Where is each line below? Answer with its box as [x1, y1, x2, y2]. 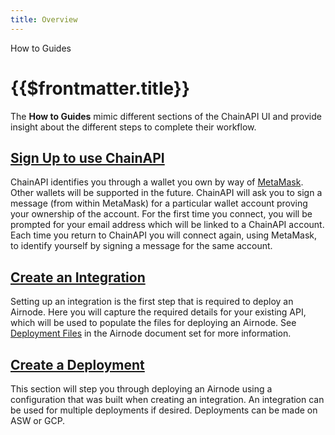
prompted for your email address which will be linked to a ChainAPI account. [10, 219, 325, 231]
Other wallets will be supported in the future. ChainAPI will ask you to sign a [10, 187, 323, 199]
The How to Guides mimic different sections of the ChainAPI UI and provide [10, 110, 322, 122]
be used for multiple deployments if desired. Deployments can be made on [10, 404, 318, 416]
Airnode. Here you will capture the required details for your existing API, [10, 306, 307, 318]
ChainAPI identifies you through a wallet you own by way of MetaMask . [10, 176, 304, 188]
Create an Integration [10, 269, 146, 286]
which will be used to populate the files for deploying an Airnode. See [10, 317, 297, 329]
